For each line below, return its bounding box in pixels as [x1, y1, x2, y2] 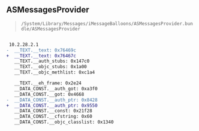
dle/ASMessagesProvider [20, 26, 81, 32]
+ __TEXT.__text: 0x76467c [6, 53, 77, 59]
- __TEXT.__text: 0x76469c [6, 47, 77, 53]
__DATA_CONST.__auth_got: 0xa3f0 [14, 86, 98, 92]
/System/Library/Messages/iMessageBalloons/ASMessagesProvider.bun [20, 20, 193, 26]
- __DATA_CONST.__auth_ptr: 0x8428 [6, 97, 98, 103]
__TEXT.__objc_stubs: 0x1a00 [14, 64, 87, 70]
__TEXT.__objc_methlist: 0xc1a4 [14, 69, 95, 75]
